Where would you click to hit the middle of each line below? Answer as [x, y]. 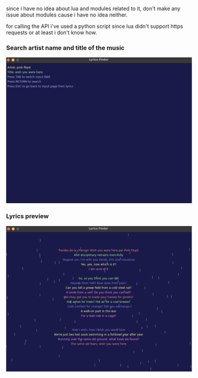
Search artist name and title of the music [65, 48]
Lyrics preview [27, 216]
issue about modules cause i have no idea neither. [67, 15]
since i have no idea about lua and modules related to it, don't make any [93, 9]
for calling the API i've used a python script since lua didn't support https [95, 26]
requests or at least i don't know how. [52, 32]
